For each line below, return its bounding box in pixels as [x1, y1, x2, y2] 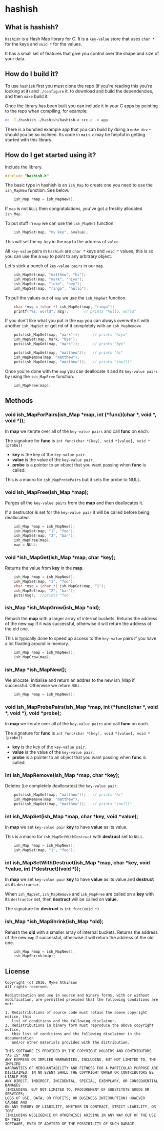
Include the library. [5, 164, 43, 170]
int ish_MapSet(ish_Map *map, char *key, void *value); [5, 813, 139, 820]
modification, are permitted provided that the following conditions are [5, 997, 159, 1002]
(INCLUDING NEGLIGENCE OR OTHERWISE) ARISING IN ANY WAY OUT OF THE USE [5, 1113, 156, 1118]
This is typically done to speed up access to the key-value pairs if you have [5, 635, 157, 641]
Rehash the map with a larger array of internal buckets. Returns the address [5, 615, 158, 621]
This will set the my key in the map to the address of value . [5, 239, 120, 245]
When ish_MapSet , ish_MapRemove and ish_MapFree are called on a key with [5, 891, 154, 897]
